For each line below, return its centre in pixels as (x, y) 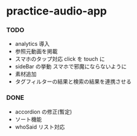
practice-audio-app (57, 11)
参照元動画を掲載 (36, 51)
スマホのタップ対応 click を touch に (60, 59)
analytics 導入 (32, 44)
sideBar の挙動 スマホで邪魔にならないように (71, 66)
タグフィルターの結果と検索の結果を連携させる (73, 82)
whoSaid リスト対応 (40, 127)
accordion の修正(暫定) (43, 112)
